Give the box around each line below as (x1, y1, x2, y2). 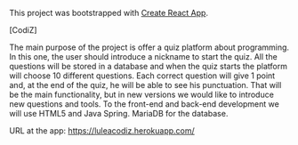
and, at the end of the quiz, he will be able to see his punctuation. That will (9, 80, 282, 90)
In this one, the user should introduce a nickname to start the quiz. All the (9, 52, 278, 61)
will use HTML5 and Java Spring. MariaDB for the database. (9, 109, 229, 118)
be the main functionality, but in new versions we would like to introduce (9, 89, 274, 100)
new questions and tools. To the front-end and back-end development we (9, 99, 280, 109)
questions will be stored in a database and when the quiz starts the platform (9, 61, 287, 71)
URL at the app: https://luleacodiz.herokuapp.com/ (9, 125, 196, 136)
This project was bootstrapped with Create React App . (9, 8, 209, 18)
